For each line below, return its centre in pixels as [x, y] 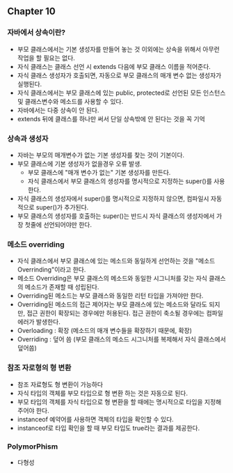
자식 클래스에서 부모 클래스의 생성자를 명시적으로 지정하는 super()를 [120, 181]
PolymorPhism [33, 447]
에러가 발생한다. [39, 322]
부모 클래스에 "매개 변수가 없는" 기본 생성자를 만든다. [99, 172]
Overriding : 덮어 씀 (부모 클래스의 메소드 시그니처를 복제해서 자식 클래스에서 [121, 339]
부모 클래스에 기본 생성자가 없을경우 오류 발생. [80, 164]
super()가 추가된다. [62, 207]
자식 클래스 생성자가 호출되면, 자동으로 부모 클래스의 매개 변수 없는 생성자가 [119, 75]
